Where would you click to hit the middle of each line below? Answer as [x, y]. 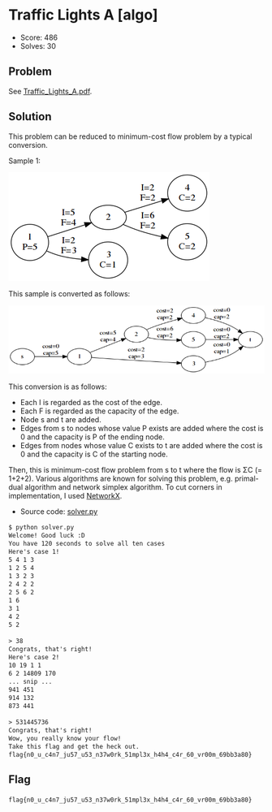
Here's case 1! [34, 551]
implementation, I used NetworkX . [65, 495]
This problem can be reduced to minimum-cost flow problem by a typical [131, 136]
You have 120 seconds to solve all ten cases [86, 543]
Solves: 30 [38, 45]
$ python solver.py [41, 527]
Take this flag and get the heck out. [74, 746]
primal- [246, 478]
